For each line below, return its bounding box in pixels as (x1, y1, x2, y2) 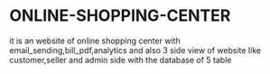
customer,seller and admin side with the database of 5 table (9, 54, 232, 65)
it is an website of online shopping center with (9, 35, 181, 46)
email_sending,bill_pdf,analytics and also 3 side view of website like (9, 44, 262, 55)
